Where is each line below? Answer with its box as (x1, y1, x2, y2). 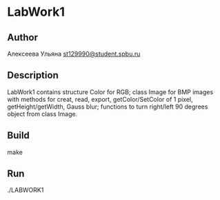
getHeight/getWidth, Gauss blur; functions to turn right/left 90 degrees (7, 102, 208, 111)
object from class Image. (7, 109, 78, 118)
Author (7, 32, 38, 43)
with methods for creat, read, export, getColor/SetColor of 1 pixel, (7, 95, 193, 103)
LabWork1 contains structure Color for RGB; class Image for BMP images (7, 87, 214, 96)
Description (7, 69, 59, 81)
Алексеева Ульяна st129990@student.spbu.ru (7, 49, 141, 58)
